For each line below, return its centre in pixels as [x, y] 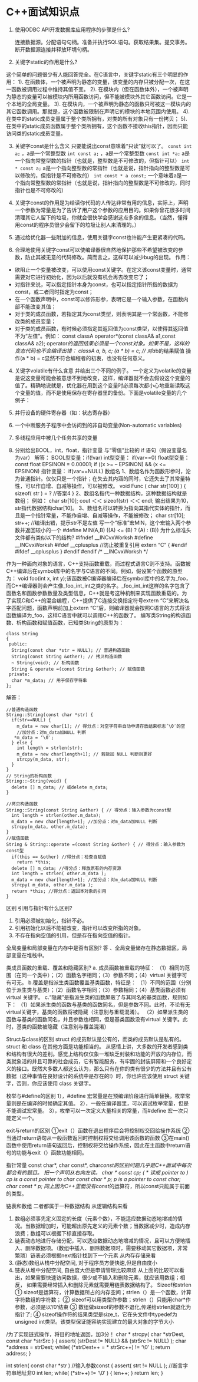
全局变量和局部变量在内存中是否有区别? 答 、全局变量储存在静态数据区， [94, 948]
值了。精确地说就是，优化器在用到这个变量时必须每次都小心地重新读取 [100, 385]
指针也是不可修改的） [40, 190]
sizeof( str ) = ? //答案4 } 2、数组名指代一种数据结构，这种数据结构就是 [101, 493]
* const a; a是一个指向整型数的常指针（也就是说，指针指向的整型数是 [100, 168]
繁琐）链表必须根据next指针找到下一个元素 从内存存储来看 [85, 1255]
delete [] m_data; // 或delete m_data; [60, 787]
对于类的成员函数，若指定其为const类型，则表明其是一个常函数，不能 [99, 314]
